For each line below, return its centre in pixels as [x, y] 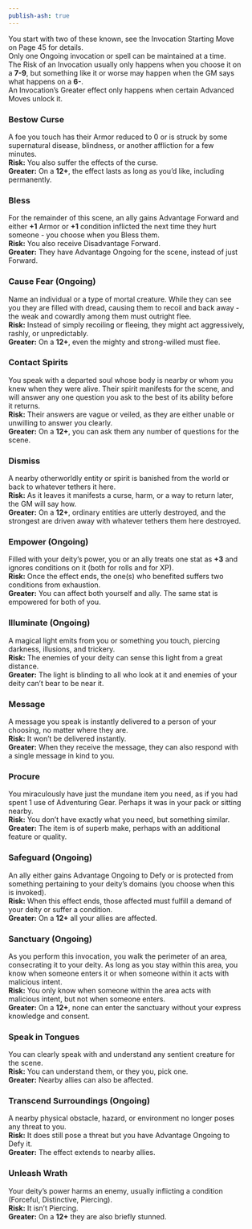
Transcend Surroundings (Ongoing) [79, 1101]
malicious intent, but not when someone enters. [87, 999]
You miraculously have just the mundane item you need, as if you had [123, 794]
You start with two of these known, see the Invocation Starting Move [121, 39]
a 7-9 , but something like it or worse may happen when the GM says [122, 72]
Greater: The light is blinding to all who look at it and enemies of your [123, 674]
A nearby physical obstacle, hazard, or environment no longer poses [122, 1118]
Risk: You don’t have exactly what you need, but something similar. [119, 820]
